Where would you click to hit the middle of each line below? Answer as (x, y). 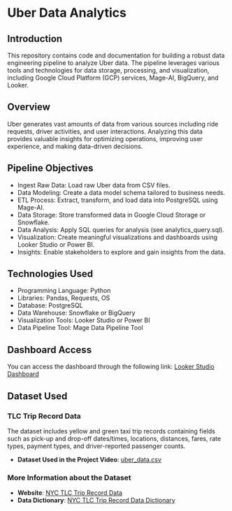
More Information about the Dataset (69, 477)
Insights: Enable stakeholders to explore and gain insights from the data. (121, 252)
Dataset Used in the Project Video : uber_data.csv (89, 459)
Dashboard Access (50, 350)
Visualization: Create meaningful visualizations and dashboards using (117, 237)
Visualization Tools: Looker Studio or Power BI (84, 320)
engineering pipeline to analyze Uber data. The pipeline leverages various (114, 63)
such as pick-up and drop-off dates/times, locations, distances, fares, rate (114, 438)
